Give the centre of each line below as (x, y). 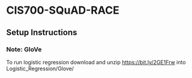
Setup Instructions (42, 32)
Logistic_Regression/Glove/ (40, 68)
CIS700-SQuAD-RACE (63, 10)
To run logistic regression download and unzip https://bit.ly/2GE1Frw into (96, 62)
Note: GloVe (24, 49)
